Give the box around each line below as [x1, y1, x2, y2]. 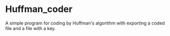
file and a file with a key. [5, 25, 56, 31]
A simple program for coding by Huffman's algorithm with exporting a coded [5, 20, 165, 26]
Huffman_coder [5, 3, 73, 15]
